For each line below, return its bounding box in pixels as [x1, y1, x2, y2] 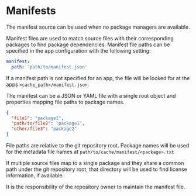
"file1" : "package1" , [11, 115, 64, 121]
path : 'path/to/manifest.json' [11, 64, 88, 70]
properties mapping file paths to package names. [6, 98, 125, 105]
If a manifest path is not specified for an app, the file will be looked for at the [6, 74, 190, 81]
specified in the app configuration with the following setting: [6, 47, 151, 54]
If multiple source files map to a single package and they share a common [6, 160, 184, 167]
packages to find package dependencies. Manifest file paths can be [6, 41, 170, 48]
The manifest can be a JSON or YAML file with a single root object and [6, 92, 176, 99]
